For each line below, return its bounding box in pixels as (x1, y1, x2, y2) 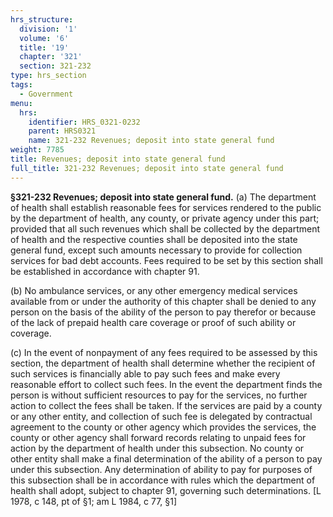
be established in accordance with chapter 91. (10, 265, 200, 277)
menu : (10, 98, 33, 108)
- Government (19, 89, 74, 99)
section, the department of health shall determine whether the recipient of (10, 357, 316, 369)
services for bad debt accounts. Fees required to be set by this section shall (10, 254, 323, 266)
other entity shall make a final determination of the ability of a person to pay (10, 452, 323, 465)
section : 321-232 (19, 61, 92, 71)
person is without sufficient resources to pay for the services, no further (10, 389, 308, 401)
